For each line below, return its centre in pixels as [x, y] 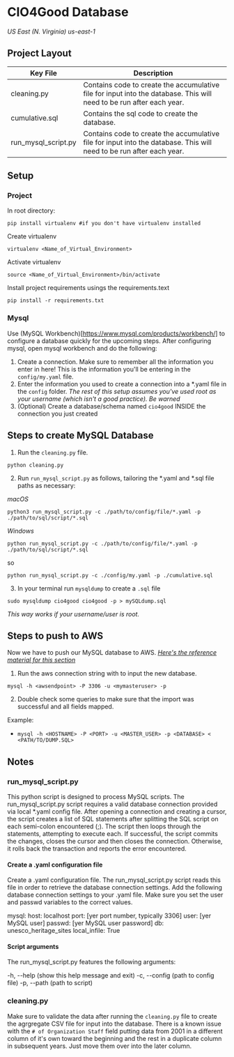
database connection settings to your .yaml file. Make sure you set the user [115, 895]
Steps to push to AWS [55, 636]
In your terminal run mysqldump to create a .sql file [89, 588]
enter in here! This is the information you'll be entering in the [104, 369]
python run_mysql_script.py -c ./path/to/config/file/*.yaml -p [102, 543]
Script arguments [33, 946]
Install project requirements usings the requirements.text [88, 288]
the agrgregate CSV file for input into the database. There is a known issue [114, 1024]
